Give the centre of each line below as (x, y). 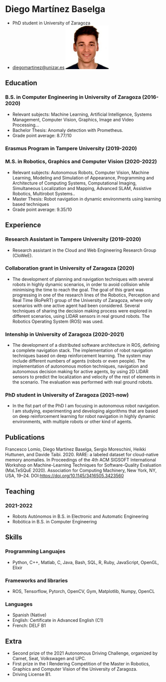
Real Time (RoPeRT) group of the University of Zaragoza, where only (82, 300)
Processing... (26, 125)
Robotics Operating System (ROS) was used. (58, 321)
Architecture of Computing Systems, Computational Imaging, (75, 183)
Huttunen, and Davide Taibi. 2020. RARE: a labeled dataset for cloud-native (82, 455)
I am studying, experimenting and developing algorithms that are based (85, 411)
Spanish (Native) (29, 615)
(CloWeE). (23, 255)
